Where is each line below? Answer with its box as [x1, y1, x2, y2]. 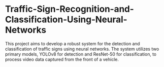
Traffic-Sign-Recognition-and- [5, 3, 134, 15]
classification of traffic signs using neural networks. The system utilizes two [5, 46, 159, 52]
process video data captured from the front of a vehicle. [5, 56, 119, 62]
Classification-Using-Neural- [5, 14, 128, 25]
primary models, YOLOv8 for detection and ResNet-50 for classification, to [5, 51, 157, 57]
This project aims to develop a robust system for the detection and [5, 40, 140, 46]
